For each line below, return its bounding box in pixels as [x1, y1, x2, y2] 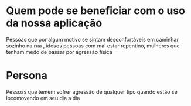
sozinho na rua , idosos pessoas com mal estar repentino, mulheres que [6, 42, 180, 49]
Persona [6, 69, 48, 83]
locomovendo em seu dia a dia [6, 94, 80, 101]
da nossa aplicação [6, 16, 103, 30]
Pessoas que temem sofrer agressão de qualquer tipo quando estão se [6, 88, 178, 95]
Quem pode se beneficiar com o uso [6, 4, 186, 18]
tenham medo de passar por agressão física [6, 48, 112, 55]
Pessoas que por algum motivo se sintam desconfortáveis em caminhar [6, 36, 179, 43]
